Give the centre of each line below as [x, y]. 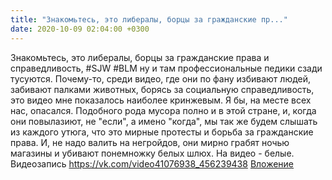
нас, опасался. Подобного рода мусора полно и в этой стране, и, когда [163, 110]
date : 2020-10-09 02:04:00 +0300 [80, 29]
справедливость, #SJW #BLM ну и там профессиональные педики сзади [166, 68]
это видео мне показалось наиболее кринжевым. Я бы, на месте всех [161, 100]
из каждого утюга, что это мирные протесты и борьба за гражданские [162, 132]
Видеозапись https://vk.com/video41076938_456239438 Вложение [152, 163]
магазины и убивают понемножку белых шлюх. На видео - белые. [152, 153]
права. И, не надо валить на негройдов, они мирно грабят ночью [150, 142]
